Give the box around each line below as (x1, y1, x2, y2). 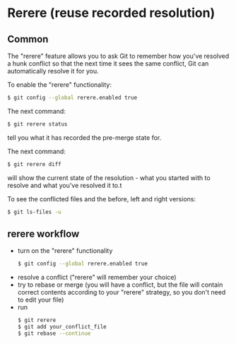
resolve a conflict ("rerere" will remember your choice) (17, 273, 177, 282)
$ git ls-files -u (7, 208, 61, 215)
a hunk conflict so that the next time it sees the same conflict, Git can (7, 59, 209, 68)
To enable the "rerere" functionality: (7, 81, 112, 89)
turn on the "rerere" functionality (17, 247, 113, 255)
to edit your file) (17, 295, 64, 304)
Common (7, 33, 49, 45)
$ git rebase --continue (17, 330, 91, 337)
